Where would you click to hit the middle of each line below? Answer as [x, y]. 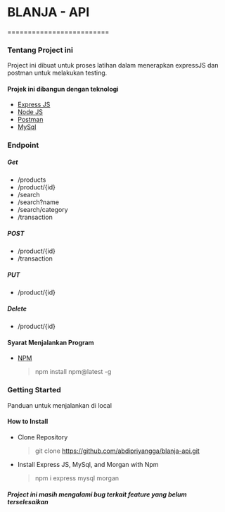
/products [32, 180]
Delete [17, 308]
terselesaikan [28, 501]
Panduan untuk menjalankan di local [60, 405]
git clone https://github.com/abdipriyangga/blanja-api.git [117, 451]
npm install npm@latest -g [73, 372]
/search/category [43, 210]
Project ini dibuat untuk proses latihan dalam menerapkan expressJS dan [113, 65]
